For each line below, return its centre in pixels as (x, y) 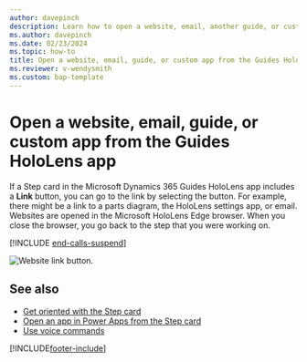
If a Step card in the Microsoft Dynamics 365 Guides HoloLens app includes (152, 186)
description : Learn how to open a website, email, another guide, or (145, 26)
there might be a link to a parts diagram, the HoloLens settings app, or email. (153, 205)
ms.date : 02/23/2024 (49, 43)
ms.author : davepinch (51, 35)
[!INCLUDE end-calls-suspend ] (68, 243)
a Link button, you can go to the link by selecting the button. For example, (148, 196)
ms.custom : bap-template (57, 78)
